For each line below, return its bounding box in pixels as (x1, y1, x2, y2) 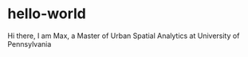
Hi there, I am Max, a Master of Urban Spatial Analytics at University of (7, 31, 240, 40)
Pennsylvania (7, 39, 52, 48)
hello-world (7, 5, 87, 23)
